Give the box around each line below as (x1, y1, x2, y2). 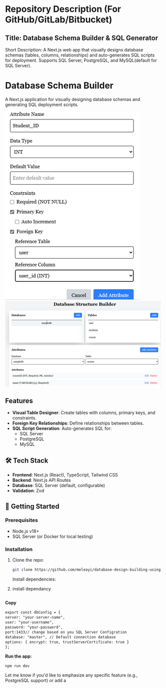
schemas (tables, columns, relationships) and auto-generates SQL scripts (5, 52, 155, 58)
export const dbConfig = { (5, 610, 61, 615)
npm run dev (5, 664, 30, 669)
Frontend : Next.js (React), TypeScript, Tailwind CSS (12, 472, 118, 478)
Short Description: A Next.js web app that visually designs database (5, 47, 143, 53)
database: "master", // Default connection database (5, 635, 116, 640)
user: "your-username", (5, 620, 54, 625)
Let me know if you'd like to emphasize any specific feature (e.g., (5, 672, 138, 678)
